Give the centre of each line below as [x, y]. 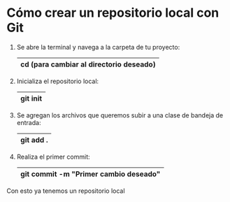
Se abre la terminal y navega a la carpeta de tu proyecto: [98, 47]
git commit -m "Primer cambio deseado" [90, 174]
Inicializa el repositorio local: [58, 81]
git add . [34, 140]
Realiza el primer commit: [53, 157]
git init [31, 98]
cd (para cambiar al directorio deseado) [88, 64]
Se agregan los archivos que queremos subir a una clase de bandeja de [120, 115]
